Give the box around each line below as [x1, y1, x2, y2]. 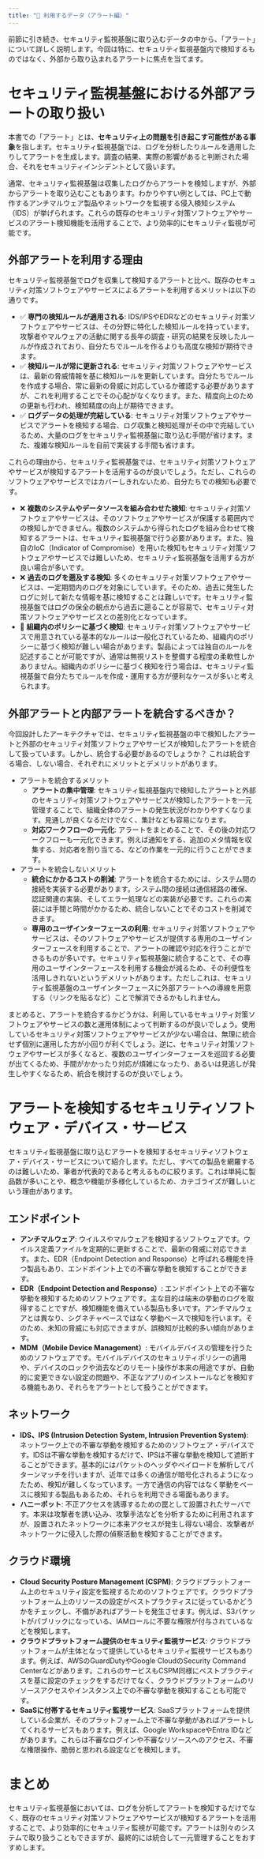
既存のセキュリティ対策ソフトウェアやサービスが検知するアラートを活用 [21, 1812, 257, 1822]
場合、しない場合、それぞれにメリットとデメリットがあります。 [14, 759, 222, 769]
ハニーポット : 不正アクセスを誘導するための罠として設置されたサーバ [19, 1499, 244, 1509]
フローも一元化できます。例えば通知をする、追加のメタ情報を [45, 835, 246, 845]
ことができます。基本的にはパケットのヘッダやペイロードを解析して [26, 1459, 247, 1470]
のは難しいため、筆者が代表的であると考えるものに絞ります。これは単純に [8, 1167, 250, 1176]
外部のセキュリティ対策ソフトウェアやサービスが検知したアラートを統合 [21, 739, 257, 749]
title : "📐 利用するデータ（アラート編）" [8, 11, 130, 20]
